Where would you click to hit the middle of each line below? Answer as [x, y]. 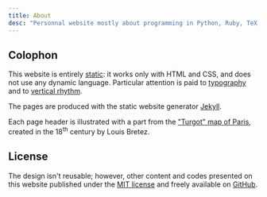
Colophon [33, 55]
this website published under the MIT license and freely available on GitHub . [133, 184]
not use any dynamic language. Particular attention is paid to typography [127, 83]
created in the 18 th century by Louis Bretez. [79, 131]
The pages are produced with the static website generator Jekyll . [115, 106]
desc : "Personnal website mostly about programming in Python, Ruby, [126, 23]
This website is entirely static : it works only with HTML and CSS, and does [130, 74]
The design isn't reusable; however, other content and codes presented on [130, 176]
